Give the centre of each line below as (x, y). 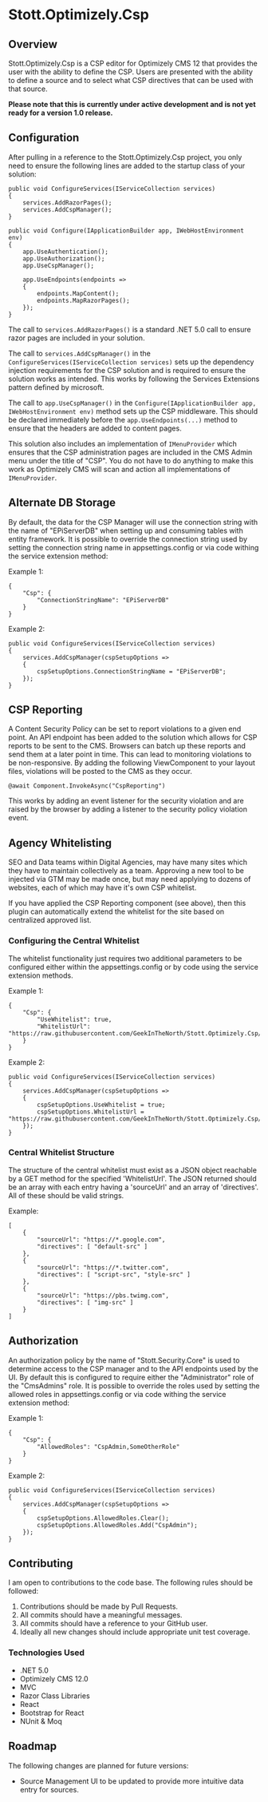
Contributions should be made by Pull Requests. (99, 1606)
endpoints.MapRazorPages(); (83, 300)
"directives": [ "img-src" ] (85, 1302)
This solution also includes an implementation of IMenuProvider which (122, 443)
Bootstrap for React (52, 1713)
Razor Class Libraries (55, 1696)
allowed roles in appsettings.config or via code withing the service (117, 1394)
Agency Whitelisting (60, 843)
